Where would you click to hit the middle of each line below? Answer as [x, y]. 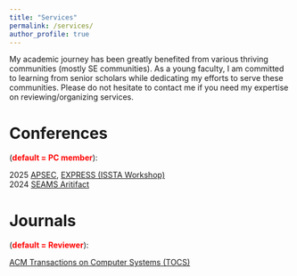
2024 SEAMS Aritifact [49, 184]
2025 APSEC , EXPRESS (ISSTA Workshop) [87, 175]
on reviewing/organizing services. [71, 97]
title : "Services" [43, 17]
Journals [43, 220]
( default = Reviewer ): [49, 245]
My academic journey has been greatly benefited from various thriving [139, 60]
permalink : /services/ [51, 26]
